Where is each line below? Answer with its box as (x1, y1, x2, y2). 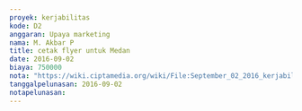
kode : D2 (9, 21, 42, 30)
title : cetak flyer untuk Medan (9, 47, 130, 55)
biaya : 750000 (9, 64, 63, 73)
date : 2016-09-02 (9, 55, 75, 64)
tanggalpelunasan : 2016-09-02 (9, 80, 123, 89)
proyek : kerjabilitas (9, 13, 91, 22)
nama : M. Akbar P (9, 38, 75, 47)
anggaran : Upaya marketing (9, 30, 111, 38)
